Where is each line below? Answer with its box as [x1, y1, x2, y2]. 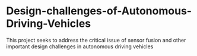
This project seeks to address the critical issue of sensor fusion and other [6, 36, 186, 43]
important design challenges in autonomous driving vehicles [6, 43, 154, 50]
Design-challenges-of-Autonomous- [6, 4, 192, 18]
